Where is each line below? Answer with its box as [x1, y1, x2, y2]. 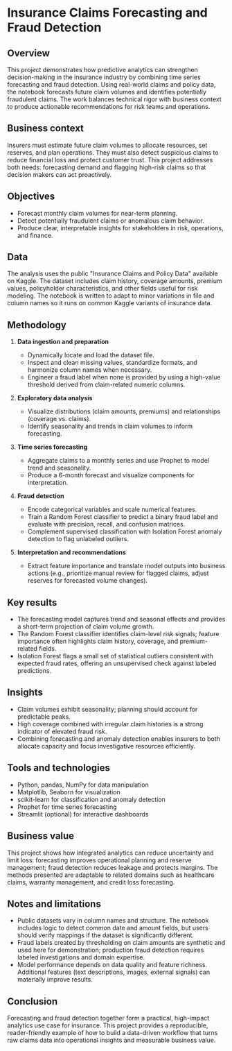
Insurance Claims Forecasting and [7, 5, 208, 21]
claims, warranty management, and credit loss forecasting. [7, 878, 175, 886]
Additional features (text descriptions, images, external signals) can [17, 968, 210, 976]
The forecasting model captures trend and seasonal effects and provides [17, 615, 226, 624]
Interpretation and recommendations [17, 548, 127, 556]
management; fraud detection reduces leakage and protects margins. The [7, 863, 218, 871]
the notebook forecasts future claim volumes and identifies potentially [7, 88, 206, 96]
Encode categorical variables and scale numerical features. [27, 505, 197, 514]
